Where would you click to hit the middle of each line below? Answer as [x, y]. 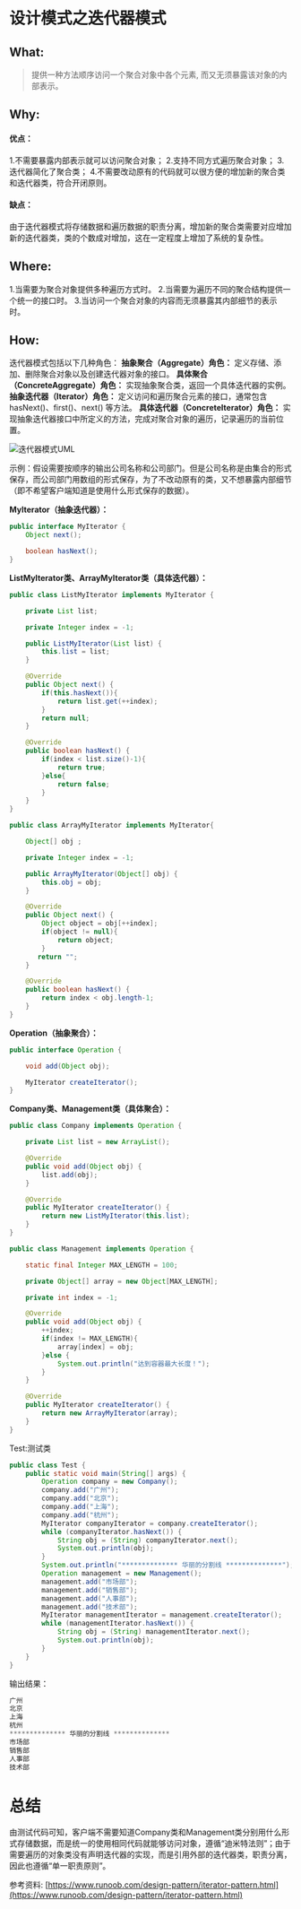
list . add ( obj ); [70, 1175]
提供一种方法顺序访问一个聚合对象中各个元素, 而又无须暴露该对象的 [155, 74]
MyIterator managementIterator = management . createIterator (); [162, 1615]
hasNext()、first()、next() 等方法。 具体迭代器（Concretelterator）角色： [145, 408]
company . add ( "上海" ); [80, 1507]
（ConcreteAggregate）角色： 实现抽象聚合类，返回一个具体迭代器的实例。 [150, 386]
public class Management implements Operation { [102, 1249]
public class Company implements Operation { [95, 1126]
